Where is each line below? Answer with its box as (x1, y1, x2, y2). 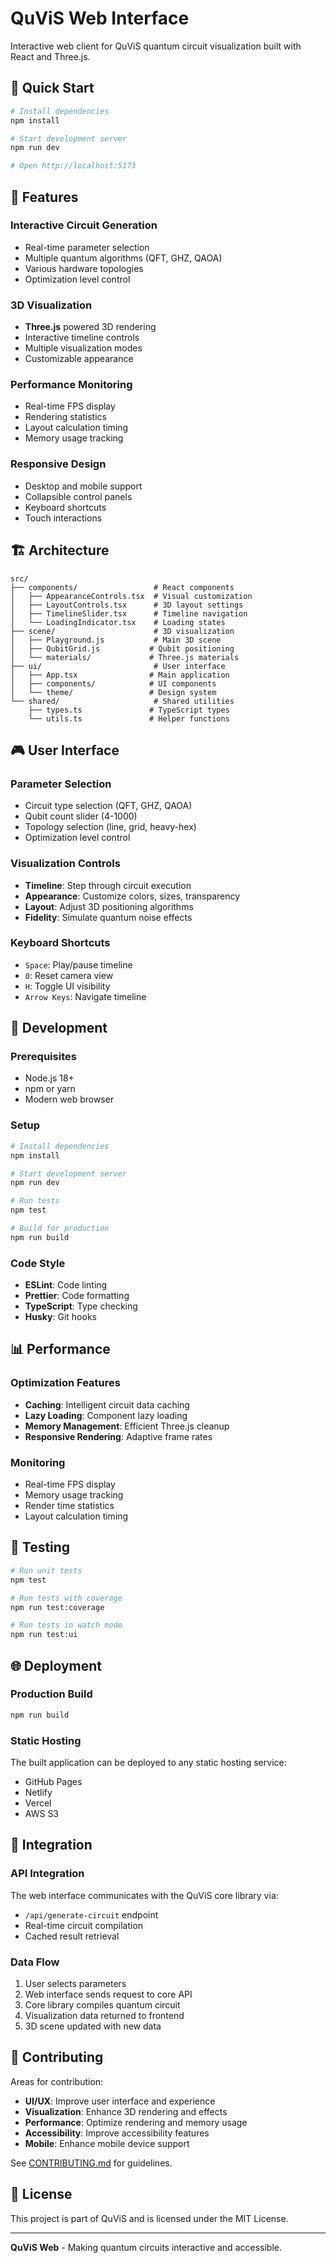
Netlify (24, 1786, 53, 1798)
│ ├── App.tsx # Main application (10, 670, 230, 680)
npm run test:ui (10, 1630, 78, 1640)
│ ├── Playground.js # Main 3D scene (10, 635, 222, 645)
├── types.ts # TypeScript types (28, 705, 230, 715)
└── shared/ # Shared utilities (10, 696, 235, 706)
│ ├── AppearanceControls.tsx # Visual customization (10, 591, 253, 601)
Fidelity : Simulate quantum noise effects (24, 911, 193, 923)
